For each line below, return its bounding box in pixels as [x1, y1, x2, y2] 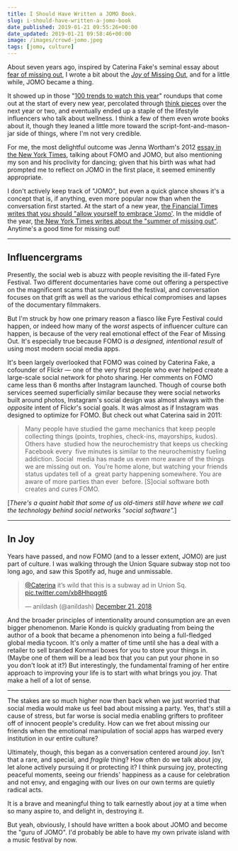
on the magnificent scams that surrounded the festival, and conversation [7, 285, 220, 294]
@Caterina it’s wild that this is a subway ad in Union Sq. [24, 580, 186, 589]
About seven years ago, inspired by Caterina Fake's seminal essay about [7, 63, 220, 71]
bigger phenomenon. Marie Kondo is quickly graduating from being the [7, 623, 215, 631]
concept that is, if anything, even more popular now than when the [7, 194, 202, 203]
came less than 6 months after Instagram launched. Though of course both [7, 381, 227, 389]
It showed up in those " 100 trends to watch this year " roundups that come [7, 91, 223, 100]
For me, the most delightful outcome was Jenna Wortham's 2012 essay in [7, 143, 222, 151]
